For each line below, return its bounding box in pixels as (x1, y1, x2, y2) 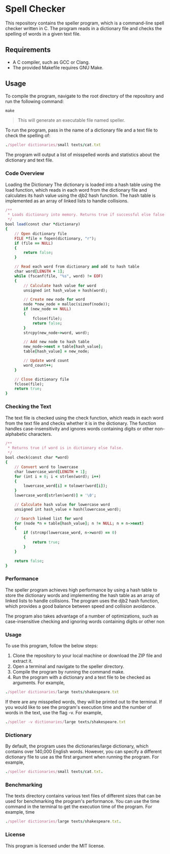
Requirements (5, 45, 51, 54)
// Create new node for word (23, 297, 85, 302)
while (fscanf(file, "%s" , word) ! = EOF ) (14, 273, 103, 278)
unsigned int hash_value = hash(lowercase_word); (14, 507, 122, 512)
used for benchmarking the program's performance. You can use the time (5, 798, 160, 805)
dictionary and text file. (5, 157, 54, 163)
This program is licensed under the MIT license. (5, 842, 105, 849)
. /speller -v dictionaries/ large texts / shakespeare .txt (5, 719, 126, 724)
